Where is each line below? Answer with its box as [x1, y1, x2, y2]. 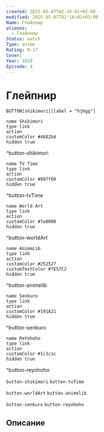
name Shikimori [6, 118, 43, 124]
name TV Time [6, 161, 38, 167]
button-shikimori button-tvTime [6, 379, 84, 385]
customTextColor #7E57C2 [6, 266, 67, 272]
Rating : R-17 [6, 47, 38, 53]
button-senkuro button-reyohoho [6, 402, 84, 408]
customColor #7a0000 [6, 219, 57, 225]
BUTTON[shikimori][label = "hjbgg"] [6, 108, 96, 114]
